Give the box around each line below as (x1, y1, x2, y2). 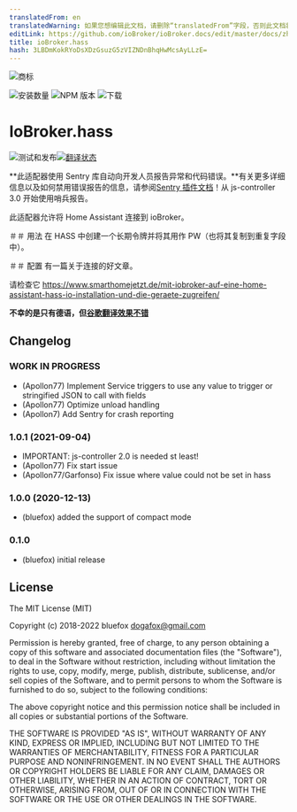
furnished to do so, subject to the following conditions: (9, 684, 208, 695)
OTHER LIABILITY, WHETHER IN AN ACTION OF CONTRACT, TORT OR (9, 776, 267, 786)
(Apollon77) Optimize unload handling (21, 399, 161, 410)
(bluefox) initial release (21, 554, 106, 565)
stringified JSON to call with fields (21, 390, 147, 400)
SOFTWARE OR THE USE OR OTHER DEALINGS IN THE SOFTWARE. (9, 794, 257, 805)
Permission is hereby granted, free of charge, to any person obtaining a (9, 638, 270, 648)
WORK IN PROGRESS (9, 360, 101, 373)
